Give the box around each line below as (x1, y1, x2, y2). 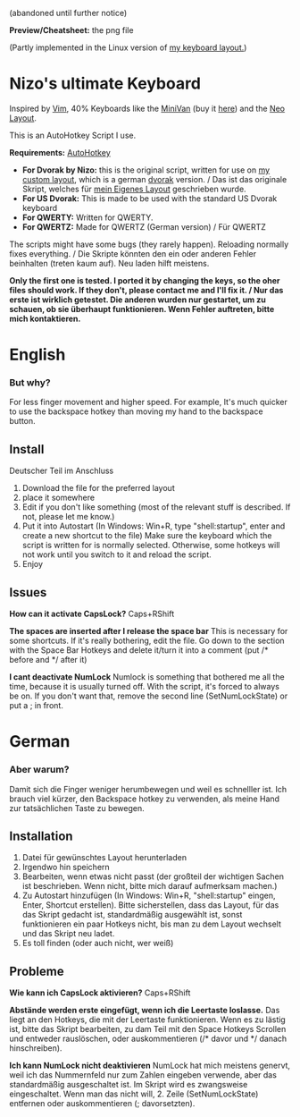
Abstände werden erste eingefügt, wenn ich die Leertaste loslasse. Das (9, 1005, 280, 1016)
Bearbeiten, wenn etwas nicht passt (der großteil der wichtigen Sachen (21, 871, 284, 882)
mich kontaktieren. (9, 313, 81, 324)
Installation (9, 828, 73, 843)
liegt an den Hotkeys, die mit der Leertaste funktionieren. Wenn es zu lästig (9, 1014, 286, 1025)
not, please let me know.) (21, 512, 115, 522)
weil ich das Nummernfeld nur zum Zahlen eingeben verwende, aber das (9, 1070, 277, 1080)
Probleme (9, 963, 64, 978)
